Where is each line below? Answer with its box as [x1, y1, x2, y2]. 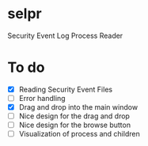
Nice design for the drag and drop [18, 111, 130, 121]
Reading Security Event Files [18, 84, 112, 94]
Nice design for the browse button [18, 120, 131, 130]
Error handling [18, 93, 66, 103]
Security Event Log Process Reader [7, 31, 123, 40]
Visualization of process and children [18, 129, 140, 139]
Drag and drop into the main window [18, 103, 139, 111]
